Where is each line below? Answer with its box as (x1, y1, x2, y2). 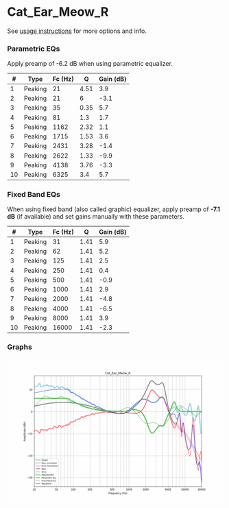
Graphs (7, 342, 32, 352)
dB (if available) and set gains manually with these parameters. (7, 213, 185, 221)
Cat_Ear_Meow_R (7, 4, 109, 20)
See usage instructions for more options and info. (7, 27, 147, 35)
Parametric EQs (7, 44, 60, 53)
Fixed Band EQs (7, 189, 60, 199)
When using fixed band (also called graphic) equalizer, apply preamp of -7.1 (7, 205, 221, 213)
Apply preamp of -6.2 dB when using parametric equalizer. (7, 60, 173, 68)
